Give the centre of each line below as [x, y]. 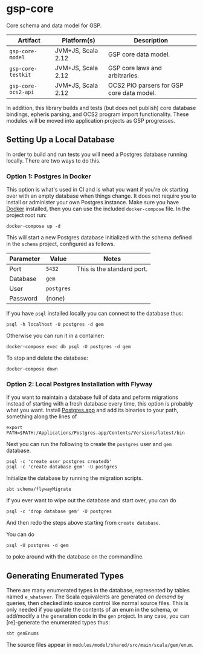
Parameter [25, 259]
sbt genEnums [23, 633]
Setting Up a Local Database [60, 140]
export [14, 428]
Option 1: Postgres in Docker [49, 176]
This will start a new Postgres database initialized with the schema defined [99, 238]
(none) [55, 299]
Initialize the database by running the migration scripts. [75, 478]
